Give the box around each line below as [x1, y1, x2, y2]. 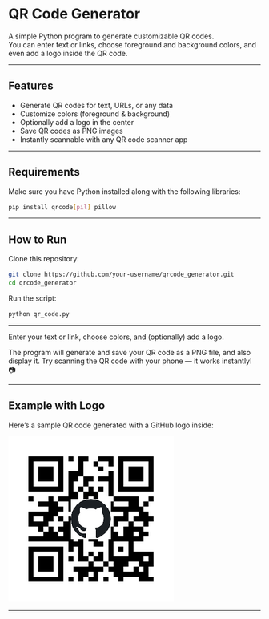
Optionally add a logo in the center [19, 117, 134, 127]
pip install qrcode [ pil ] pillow [8, 203, 116, 211]
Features [8, 79, 54, 93]
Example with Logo [8, 399, 106, 413]
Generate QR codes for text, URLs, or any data [19, 100, 174, 110]
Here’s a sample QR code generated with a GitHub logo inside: [8, 420, 214, 430]
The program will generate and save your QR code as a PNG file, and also [8, 347, 251, 357]
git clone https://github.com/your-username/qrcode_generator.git [8, 270, 235, 279]
